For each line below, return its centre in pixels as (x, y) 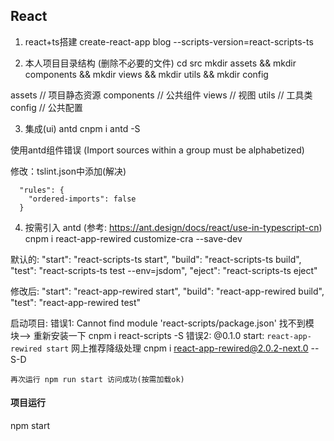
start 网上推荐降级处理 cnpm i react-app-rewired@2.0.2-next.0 (177, 348)
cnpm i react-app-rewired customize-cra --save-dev (133, 238)
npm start (30, 426)
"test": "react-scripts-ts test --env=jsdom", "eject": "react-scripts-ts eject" (164, 270)
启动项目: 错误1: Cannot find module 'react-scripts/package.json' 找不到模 (162, 323)
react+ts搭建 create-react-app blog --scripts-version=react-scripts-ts (169, 41)
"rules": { (42, 190)
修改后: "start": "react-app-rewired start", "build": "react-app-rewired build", (167, 291)
